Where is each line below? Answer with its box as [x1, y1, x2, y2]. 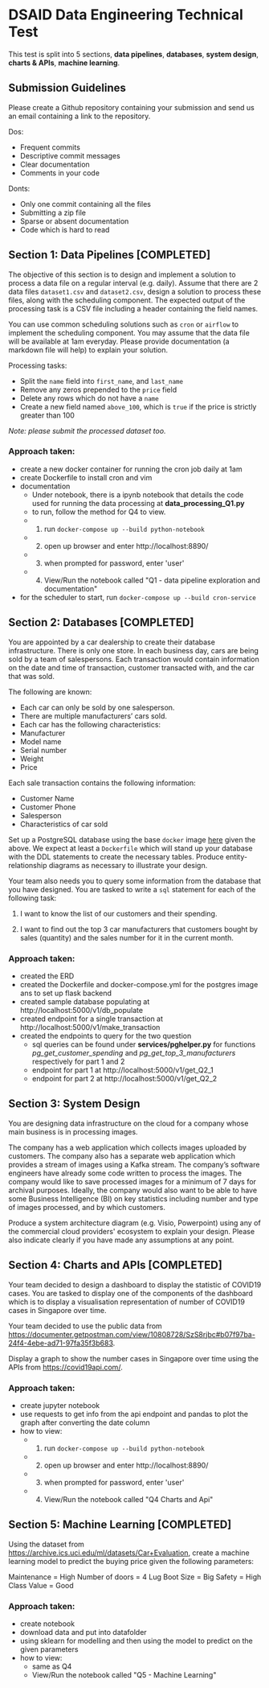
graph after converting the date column [19, 1418, 150, 1427]
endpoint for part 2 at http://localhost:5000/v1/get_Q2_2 [31, 1073, 218, 1083]
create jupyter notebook [19, 1400, 100, 1410]
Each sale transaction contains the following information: [8, 778, 197, 788]
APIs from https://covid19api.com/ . [8, 1362, 123, 1372]
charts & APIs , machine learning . [8, 58, 120, 68]
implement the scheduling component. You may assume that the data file [8, 327, 251, 337]
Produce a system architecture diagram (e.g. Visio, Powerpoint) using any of [8, 1217, 261, 1228]
